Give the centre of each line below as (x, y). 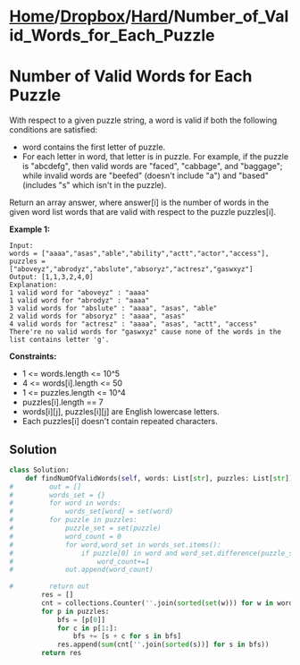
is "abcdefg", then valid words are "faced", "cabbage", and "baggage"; (152, 166)
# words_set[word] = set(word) (92, 512)
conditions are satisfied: (54, 130)
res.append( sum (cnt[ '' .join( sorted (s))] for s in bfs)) (163, 645)
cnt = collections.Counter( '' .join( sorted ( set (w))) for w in (158, 603)
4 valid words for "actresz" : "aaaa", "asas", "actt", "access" (133, 324)
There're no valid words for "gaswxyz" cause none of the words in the (145, 332)
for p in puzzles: (75, 611)
